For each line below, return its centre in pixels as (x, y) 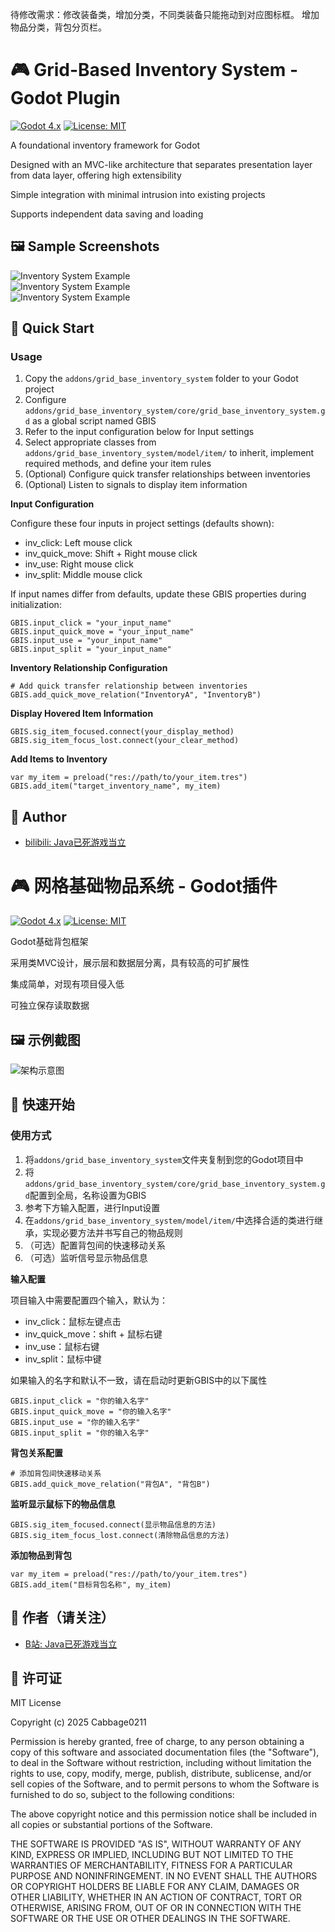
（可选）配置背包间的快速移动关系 (95, 1245)
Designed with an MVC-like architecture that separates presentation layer (161, 164)
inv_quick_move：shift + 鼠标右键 (93, 1334)
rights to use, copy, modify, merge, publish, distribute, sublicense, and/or (161, 1774)
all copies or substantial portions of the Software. (111, 1825)
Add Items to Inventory (59, 759)
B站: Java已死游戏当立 (71, 1644)
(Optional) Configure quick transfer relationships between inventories (167, 474)
